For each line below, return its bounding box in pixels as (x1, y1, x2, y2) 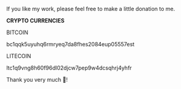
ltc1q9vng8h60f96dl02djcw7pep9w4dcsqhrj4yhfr (6, 64, 132, 71)
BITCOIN (6, 29, 29, 36)
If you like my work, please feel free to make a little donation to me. (6, 5, 175, 12)
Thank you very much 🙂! (6, 76, 68, 83)
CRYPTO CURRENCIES (6, 17, 65, 24)
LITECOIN (6, 52, 32, 60)
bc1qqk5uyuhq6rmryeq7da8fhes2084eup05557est (6, 41, 135, 48)
